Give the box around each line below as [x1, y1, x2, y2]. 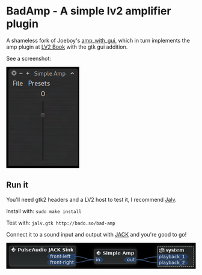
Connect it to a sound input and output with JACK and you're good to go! [6, 231, 187, 238]
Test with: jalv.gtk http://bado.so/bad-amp [6, 219, 115, 226]
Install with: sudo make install [6, 207, 82, 214]
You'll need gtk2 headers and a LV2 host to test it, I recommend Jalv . [6, 196, 177, 203]
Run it [6, 180, 29, 190]
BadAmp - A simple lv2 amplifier [6, 4, 171, 18]
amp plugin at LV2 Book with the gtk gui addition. [6, 43, 128, 50]
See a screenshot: [6, 55, 51, 62]
